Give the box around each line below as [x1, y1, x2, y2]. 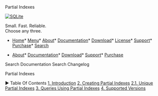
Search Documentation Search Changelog [5, 62, 90, 67]
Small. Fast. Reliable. [5, 23, 47, 29]
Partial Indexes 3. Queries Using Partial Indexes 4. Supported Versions [5, 85, 146, 91]
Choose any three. [5, 28, 42, 33]
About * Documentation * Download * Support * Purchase [12, 52, 123, 58]
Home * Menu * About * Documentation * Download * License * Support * [12, 37, 152, 43]
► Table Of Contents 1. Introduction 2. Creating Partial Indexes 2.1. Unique [5, 80, 153, 86]
